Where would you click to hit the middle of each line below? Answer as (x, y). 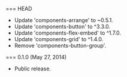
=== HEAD (19, 9)
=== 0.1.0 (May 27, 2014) (36, 57)
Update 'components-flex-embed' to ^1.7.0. (67, 33)
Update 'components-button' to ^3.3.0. (62, 27)
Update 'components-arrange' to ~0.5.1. (63, 20)
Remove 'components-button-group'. (60, 45)
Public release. (33, 69)
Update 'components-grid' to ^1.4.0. (59, 39)
